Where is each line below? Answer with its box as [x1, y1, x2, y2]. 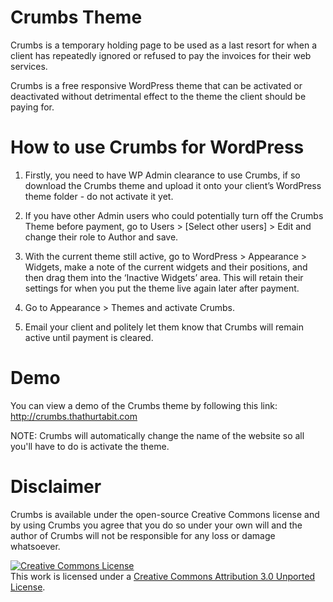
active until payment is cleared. [24, 331, 154, 343]
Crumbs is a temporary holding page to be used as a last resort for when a [10, 39, 318, 51]
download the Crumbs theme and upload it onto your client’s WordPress [24, 179, 322, 191]
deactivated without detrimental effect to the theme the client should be [10, 90, 307, 102]
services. [10, 60, 48, 72]
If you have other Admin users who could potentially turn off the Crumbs [24, 209, 324, 221]
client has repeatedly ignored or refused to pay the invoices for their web [10, 49, 312, 61]
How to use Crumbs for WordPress [10, 136, 305, 159]
